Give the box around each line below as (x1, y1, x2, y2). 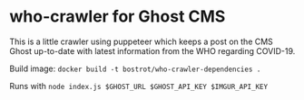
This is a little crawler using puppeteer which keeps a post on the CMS (9, 36, 274, 47)
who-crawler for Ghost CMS (9, 6, 226, 27)
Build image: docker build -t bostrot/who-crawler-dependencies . (9, 63, 261, 74)
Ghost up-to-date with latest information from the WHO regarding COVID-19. (9, 45, 296, 56)
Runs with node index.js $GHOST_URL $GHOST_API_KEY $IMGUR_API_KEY (9, 80, 269, 91)
